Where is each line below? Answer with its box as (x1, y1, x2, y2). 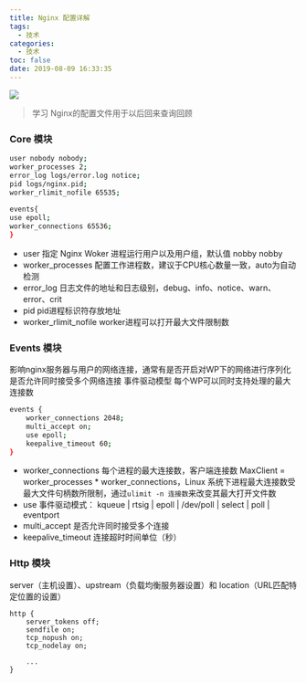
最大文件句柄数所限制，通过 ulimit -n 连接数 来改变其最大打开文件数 (22, 488, 277, 499)
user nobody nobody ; (9, 154, 89, 163)
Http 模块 (9, 557, 51, 570)
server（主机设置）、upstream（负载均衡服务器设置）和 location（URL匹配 (9, 579, 290, 590)
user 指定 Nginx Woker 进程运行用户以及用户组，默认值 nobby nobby (22, 247, 283, 258)
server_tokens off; (26, 617, 100, 626)
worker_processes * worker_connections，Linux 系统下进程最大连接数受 (22, 477, 296, 488)
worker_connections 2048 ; (26, 414, 125, 423)
